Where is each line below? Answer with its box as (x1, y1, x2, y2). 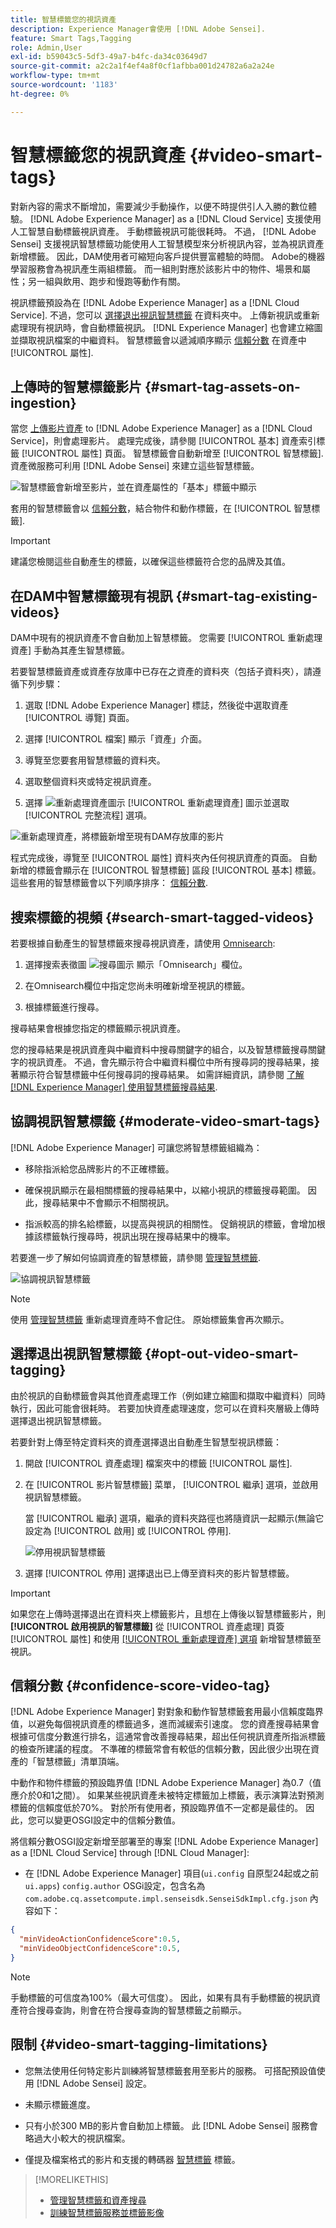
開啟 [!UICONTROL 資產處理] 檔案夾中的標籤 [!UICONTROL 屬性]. (24, 1457, 293, 1469)
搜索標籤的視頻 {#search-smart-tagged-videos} (10, 909, 315, 926)
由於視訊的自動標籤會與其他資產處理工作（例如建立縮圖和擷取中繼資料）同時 (10, 1389, 326, 1401)
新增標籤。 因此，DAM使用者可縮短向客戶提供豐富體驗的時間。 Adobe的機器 (10, 250, 326, 262)
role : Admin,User (10, 42, 83, 53)
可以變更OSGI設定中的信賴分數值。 (36, 1814, 181, 1826)
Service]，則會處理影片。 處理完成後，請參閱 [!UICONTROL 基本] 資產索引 (10, 435, 317, 447)
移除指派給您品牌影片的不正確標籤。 (24, 1162, 175, 1175)
